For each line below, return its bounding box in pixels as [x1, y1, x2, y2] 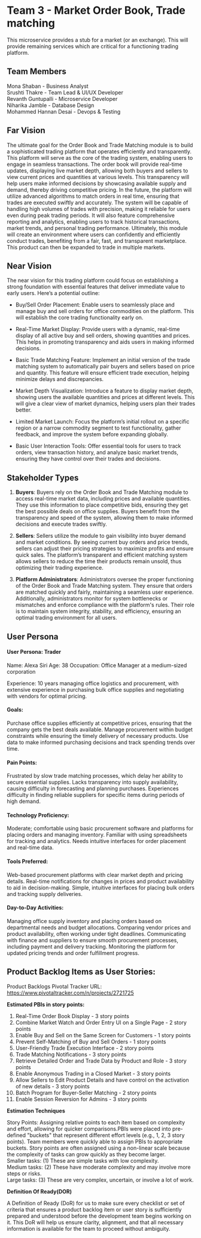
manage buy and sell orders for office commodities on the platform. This [15, 308, 194, 315]
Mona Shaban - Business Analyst [7, 82, 89, 90]
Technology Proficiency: [7, 811, 69, 819]
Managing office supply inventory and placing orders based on [7, 917, 162, 924]
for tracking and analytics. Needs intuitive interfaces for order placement [7, 838, 186, 845]
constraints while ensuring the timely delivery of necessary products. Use [7, 732, 189, 739]
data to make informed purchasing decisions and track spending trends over [7, 739, 196, 746]
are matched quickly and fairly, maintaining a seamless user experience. [15, 588, 194, 596]
